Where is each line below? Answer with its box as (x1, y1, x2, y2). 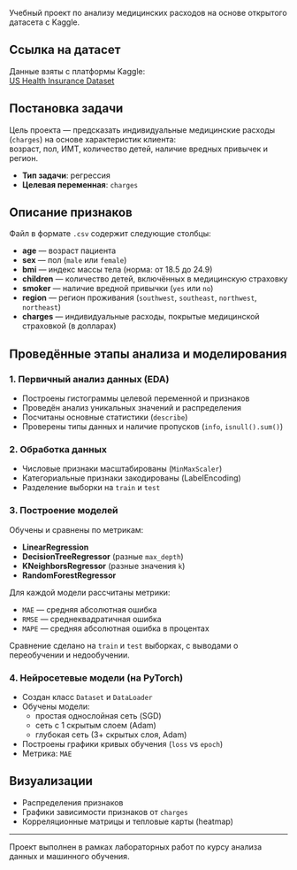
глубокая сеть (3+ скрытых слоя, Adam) (34, 729, 187, 740)
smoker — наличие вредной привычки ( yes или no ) (21, 283, 214, 294)
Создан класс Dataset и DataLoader (21, 692, 153, 703)
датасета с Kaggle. (9, 17, 80, 27)
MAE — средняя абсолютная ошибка (21, 604, 157, 614)
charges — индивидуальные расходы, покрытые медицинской (21, 312, 260, 322)
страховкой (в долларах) (21, 320, 117, 331)
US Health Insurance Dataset (9, 75, 115, 86)
